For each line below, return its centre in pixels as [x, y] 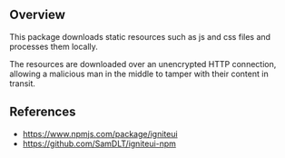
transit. [23, 83]
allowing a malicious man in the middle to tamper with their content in [139, 74]
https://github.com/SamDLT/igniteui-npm [99, 143]
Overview [38, 15]
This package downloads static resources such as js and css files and [140, 36]
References [43, 112]
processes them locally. [54, 46]
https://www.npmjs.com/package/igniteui [100, 133]
